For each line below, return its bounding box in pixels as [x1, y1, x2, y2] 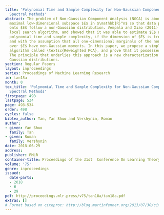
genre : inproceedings [5, 166, 49, 171]
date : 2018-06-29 [5, 144, 41, 149]
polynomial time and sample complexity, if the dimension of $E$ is [9, 35, 152, 40]
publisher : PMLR [5, 152, 38, 157]
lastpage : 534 [5, 98, 34, 103]
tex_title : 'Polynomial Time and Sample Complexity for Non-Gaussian [5, 84, 150, 89]
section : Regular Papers [5, 62, 56, 66]
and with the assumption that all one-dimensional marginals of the [9, 39, 152, 44]
